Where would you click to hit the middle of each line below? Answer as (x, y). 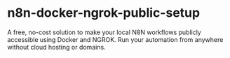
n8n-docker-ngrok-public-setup (104, 13)
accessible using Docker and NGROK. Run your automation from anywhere (115, 39)
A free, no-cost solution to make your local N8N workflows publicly (104, 32)
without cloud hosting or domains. (57, 47)
